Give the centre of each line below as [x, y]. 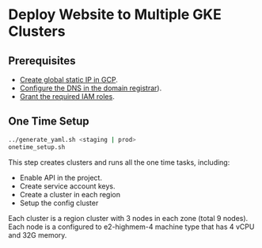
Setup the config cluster [59, 203]
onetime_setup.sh [37, 147]
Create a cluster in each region [70, 194]
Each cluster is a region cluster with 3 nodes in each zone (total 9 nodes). [128, 218]
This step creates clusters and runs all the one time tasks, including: [119, 162]
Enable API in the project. [61, 177]
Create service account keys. [68, 186]
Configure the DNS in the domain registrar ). [91, 88]
